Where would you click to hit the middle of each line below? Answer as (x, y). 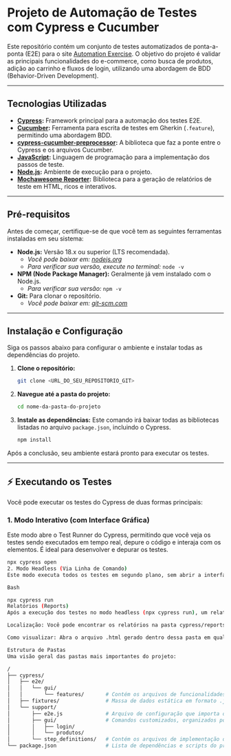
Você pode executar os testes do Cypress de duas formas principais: (105, 502)
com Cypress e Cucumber (83, 27)
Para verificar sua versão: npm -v (74, 288)
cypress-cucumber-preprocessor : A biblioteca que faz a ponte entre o (119, 142)
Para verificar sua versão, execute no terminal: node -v (106, 266)
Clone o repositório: (46, 368)
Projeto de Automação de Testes (102, 13)
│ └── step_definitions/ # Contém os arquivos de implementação (113, 739)
